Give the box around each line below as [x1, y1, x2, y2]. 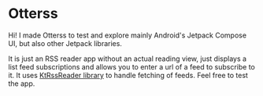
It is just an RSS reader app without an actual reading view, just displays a [8, 54, 246, 63]
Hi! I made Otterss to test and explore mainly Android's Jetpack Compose [8, 30, 246, 40]
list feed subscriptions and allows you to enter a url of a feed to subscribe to [8, 62, 256, 71]
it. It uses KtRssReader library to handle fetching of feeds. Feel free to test [8, 70, 248, 80]
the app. [8, 79, 35, 88]
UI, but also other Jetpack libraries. [8, 38, 122, 48]
